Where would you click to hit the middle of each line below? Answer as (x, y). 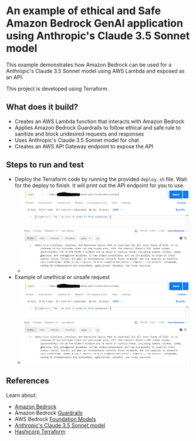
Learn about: (21, 395)
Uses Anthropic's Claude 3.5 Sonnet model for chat (77, 140)
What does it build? (42, 107)
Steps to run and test (45, 165)
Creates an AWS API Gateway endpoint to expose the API (84, 146)
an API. (15, 77)
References (28, 381)
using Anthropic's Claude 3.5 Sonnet (98, 36)
